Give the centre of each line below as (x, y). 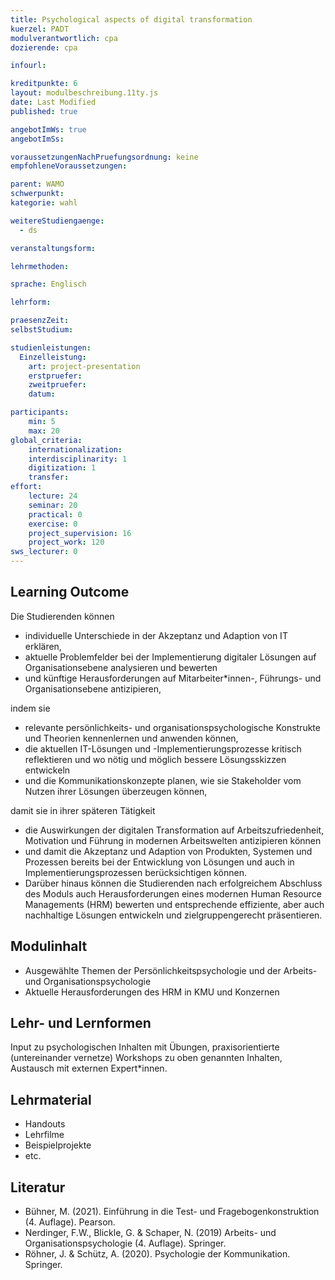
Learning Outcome (70, 592)
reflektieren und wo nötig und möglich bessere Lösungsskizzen (155, 759)
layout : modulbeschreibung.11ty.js (84, 93)
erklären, (43, 646)
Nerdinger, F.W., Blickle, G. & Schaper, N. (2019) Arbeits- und (150, 1233)
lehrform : (31, 302)
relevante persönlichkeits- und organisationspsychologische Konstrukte (172, 727)
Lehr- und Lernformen (81, 1023)
